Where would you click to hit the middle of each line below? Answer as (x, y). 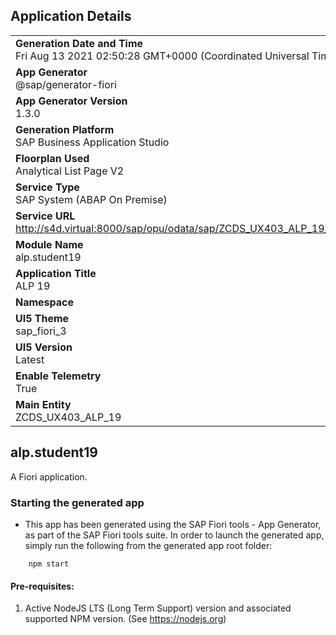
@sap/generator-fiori (66, 84)
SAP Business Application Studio (92, 142)
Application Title (56, 273)
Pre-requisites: (42, 586)
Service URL (45, 216)
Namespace (45, 302)
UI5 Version (44, 347)
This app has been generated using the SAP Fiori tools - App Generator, (173, 524)
